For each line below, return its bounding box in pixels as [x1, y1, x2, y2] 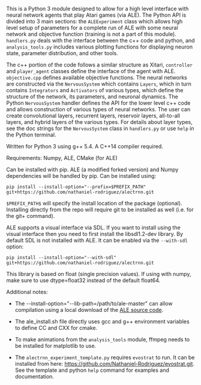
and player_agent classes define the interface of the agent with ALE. [6, 68, 176, 74]
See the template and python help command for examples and [14, 366, 170, 374]
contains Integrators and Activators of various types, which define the [6, 87, 184, 93]
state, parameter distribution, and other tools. [6, 50, 118, 56]
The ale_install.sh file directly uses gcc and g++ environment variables [14, 318, 190, 325]
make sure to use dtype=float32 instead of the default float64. [6, 277, 161, 284]
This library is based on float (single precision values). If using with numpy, [6, 271, 191, 277]
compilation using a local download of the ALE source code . [14, 307, 164, 313]
